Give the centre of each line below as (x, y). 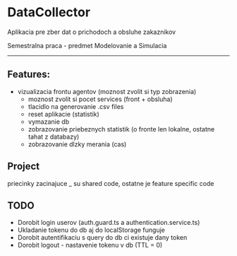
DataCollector (49, 12)
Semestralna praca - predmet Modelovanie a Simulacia (87, 45)
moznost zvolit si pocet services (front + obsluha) (100, 99)
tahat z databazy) (54, 136)
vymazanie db (48, 122)
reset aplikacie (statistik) (64, 114)
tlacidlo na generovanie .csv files (76, 106)
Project (24, 167)
